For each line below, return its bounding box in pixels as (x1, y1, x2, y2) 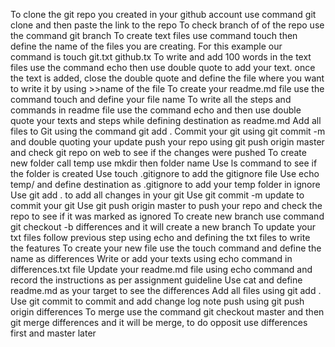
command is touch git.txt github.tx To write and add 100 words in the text (10, 51, 312, 63)
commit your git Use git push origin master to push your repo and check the (10, 200, 323, 211)
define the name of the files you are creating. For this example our (10, 40, 283, 52)
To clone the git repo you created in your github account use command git (10, 9, 317, 20)
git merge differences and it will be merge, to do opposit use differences (10, 317, 308, 328)
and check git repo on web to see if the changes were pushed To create (10, 147, 307, 158)
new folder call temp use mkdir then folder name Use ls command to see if (10, 157, 318, 169)
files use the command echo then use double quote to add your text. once (10, 62, 316, 73)
